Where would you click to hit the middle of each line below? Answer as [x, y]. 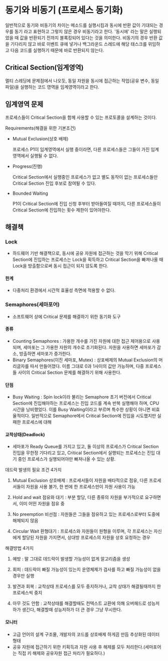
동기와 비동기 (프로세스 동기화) [64, 10]
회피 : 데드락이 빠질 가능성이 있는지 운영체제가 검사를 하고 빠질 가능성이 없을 [87, 570]
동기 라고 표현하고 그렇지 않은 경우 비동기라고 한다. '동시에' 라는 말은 [81, 31]
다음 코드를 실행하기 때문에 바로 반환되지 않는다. [57, 50]
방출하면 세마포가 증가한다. [45, 353]
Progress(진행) [27, 166]
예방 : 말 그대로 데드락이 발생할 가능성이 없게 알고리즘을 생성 [71, 559]
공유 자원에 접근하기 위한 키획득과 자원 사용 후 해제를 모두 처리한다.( [79, 647]
